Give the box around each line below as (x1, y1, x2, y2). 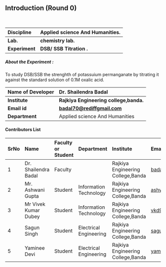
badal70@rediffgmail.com (59, 105, 122, 112)
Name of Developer (7, 89, 54, 95)
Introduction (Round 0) (5, 4, 77, 12)
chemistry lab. (40, 37, 75, 44)
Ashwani (24, 186, 45, 193)
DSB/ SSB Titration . (40, 45, 88, 52)
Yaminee (24, 244, 45, 251)
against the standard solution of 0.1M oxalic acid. (5, 77, 105, 83)
